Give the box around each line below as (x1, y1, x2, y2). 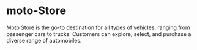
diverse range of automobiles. (6, 37, 82, 44)
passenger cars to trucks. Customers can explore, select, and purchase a (6, 30, 191, 37)
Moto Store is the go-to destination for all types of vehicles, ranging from (6, 24, 191, 31)
